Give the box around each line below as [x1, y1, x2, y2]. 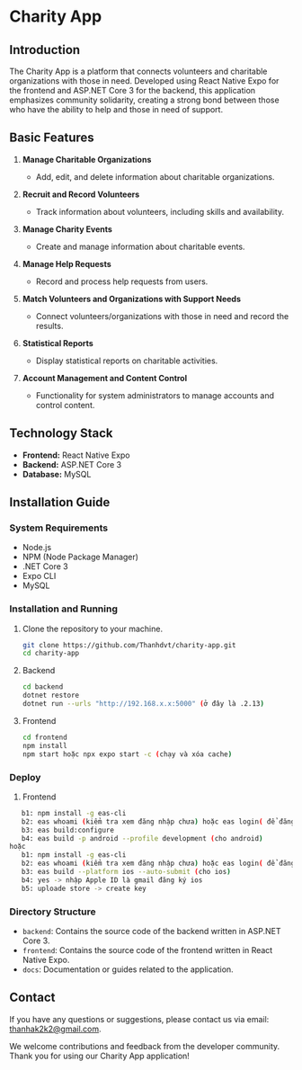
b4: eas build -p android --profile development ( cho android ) [21, 834, 263, 843]
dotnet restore [22, 691, 80, 700]
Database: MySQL [22, 468, 92, 479]
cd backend [22, 682, 64, 691]
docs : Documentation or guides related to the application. [22, 964, 234, 975]
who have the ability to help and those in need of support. [9, 104, 223, 114]
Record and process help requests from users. [35, 276, 209, 287]
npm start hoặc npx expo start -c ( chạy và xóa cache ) [22, 749, 233, 759]
